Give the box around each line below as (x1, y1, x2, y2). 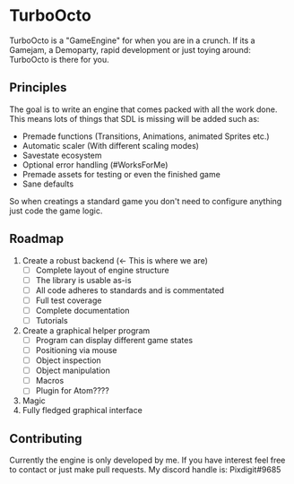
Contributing (9, 431, 82, 446)
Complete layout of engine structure (35, 264, 169, 275)
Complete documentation (35, 305, 130, 315)
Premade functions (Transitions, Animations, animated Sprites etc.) (22, 131, 271, 142)
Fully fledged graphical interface (22, 405, 143, 416)
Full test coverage (35, 295, 102, 306)
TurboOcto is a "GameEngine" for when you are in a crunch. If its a (9, 35, 255, 46)
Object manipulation (35, 365, 110, 376)
